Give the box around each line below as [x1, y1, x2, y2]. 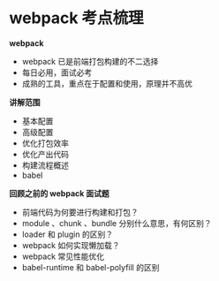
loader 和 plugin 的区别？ [21, 229, 113, 239]
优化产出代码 [21, 148, 69, 159]
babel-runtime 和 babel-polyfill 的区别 [21, 262, 160, 272]
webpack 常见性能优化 [21, 251, 104, 262]
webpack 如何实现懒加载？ [21, 239, 120, 250]
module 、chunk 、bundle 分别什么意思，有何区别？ [21, 217, 212, 228]
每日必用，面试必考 [21, 67, 93, 78]
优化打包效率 [21, 138, 69, 148]
